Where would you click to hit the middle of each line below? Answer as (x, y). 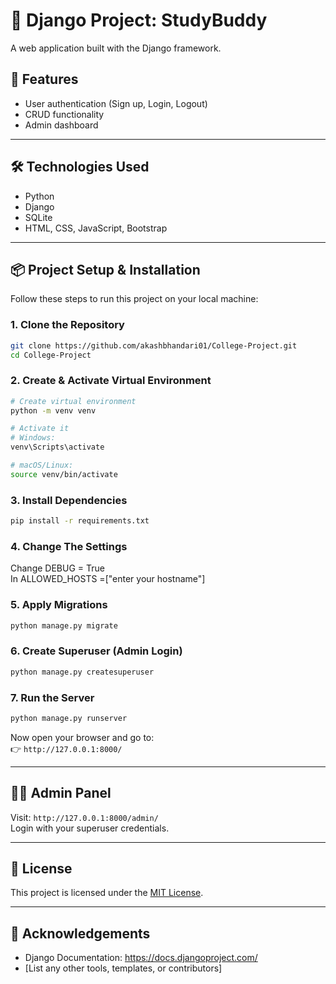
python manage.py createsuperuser (82, 672)
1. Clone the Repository (67, 325)
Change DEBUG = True (57, 568)
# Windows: (33, 438)
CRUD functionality (64, 114)
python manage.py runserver (69, 718)
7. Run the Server (52, 697)
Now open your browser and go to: (82, 737)
